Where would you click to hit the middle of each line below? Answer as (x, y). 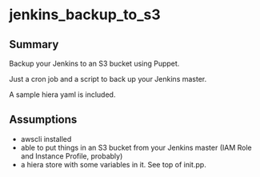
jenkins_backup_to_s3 (85, 15)
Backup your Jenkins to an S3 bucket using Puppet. (94, 63)
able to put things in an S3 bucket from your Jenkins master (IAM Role (136, 147)
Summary (34, 44)
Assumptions (43, 120)
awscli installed (46, 139)
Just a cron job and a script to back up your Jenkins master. (108, 79)
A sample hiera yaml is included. (62, 95)
